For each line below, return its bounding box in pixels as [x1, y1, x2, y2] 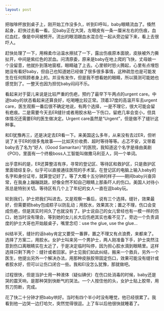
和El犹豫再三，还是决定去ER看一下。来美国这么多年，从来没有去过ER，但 [5, 132, 152, 138]
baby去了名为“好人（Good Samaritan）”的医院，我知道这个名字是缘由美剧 [5, 144, 152, 150]
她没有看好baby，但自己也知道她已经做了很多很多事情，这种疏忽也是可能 [5, 68, 152, 74]
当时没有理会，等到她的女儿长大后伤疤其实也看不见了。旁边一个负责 [18, 214, 155, 220]
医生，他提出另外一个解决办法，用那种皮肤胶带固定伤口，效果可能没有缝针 [5, 255, 155, 261]
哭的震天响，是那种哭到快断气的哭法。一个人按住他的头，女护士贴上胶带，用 [5, 278, 159, 284]
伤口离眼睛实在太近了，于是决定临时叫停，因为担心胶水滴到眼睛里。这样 [13, 243, 159, 249]
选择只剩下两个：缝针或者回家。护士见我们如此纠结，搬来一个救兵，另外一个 [5, 249, 159, 255]
